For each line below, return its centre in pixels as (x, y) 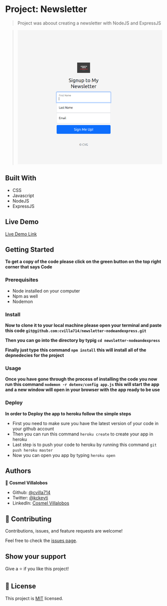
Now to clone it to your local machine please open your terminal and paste (83, 325)
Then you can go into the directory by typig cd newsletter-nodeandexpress (83, 340)
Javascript (23, 195)
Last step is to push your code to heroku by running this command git (84, 444)
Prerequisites (22, 280)
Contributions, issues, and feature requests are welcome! (64, 531)
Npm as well (25, 296)
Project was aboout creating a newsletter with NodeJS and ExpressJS (89, 23)
